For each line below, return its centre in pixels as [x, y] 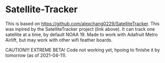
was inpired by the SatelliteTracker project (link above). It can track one [80, 29]
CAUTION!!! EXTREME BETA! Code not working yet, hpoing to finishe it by [82, 50]
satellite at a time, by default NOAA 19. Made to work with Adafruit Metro [82, 34]
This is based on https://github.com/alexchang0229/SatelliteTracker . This [82, 24]
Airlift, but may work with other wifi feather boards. [59, 40]
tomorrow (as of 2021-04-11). [36, 55]
